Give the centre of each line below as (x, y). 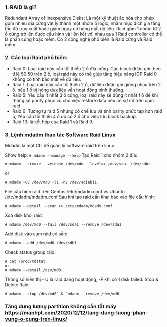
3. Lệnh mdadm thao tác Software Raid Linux (60, 135)
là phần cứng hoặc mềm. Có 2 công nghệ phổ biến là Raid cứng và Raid (79, 39)
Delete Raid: (18, 284)
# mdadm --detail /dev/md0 (33, 270)
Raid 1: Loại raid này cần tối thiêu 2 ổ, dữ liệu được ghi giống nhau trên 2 (86, 84)
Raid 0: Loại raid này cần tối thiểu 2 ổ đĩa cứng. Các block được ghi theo (86, 68)
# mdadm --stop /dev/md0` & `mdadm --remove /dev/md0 (62, 294)
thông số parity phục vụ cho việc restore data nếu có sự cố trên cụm (83, 100)
